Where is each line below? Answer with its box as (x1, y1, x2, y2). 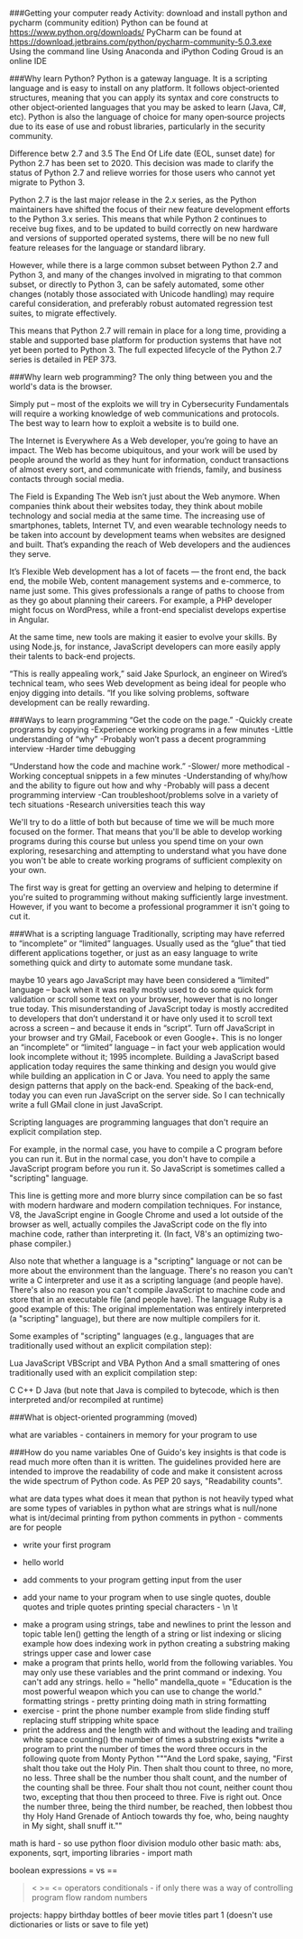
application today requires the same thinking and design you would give (9, 1061, 277, 1072)
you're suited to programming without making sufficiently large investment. (9, 892, 289, 902)
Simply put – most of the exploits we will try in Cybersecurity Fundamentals (9, 399, 289, 409)
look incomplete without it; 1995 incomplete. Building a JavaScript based (9, 1052, 280, 1062)
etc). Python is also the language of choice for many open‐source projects (9, 112, 286, 122)
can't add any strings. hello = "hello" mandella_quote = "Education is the (22, 1676, 292, 1687)
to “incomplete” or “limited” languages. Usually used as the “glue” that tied (9, 938, 287, 949)
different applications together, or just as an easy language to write (9, 948, 259, 958)
